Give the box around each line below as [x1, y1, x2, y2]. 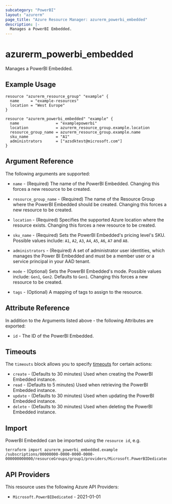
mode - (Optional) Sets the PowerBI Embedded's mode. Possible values [12, 268, 162, 274]
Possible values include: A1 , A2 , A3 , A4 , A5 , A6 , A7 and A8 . [12, 237, 129, 244]
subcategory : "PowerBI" [5, 7, 56, 13]
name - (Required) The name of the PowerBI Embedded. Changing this [12, 180, 160, 187]
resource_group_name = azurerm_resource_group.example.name [10, 129, 141, 135]
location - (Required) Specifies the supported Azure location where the [12, 216, 164, 223]
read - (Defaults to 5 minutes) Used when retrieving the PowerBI [12, 382, 148, 388]
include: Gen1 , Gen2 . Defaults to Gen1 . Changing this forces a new [12, 273, 148, 279]
